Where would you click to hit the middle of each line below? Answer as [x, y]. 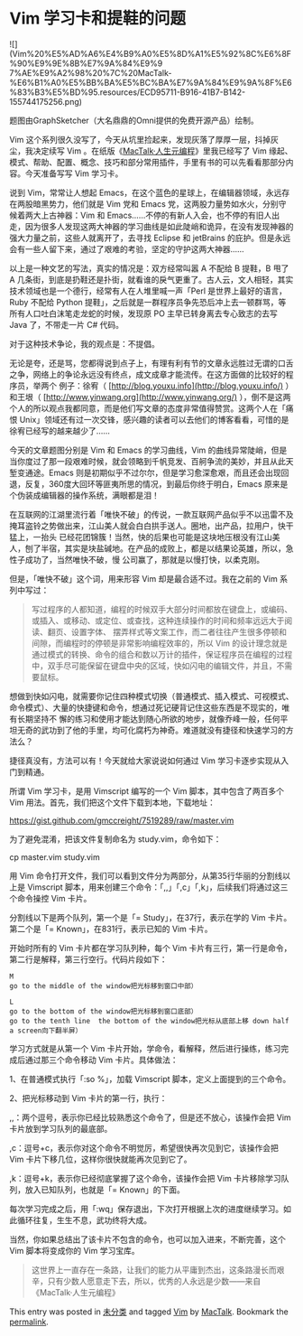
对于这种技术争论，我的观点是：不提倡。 [84, 343]
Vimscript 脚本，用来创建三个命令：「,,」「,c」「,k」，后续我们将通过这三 [157, 887]
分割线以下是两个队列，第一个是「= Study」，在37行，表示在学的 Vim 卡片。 [151, 917]
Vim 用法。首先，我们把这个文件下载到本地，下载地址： [113, 802]
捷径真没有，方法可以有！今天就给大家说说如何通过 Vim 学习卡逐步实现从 [145, 761]
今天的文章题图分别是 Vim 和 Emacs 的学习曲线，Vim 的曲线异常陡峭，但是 [148, 450]
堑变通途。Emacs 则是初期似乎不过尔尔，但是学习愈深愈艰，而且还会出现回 [149, 472]
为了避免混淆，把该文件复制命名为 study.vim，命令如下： [115, 839]
